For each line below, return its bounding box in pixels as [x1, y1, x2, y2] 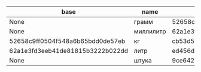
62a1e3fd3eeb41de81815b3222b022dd [9, 47, 129, 55]
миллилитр [133, 27, 166, 35]
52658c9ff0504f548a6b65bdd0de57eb [9, 37, 126, 45]
